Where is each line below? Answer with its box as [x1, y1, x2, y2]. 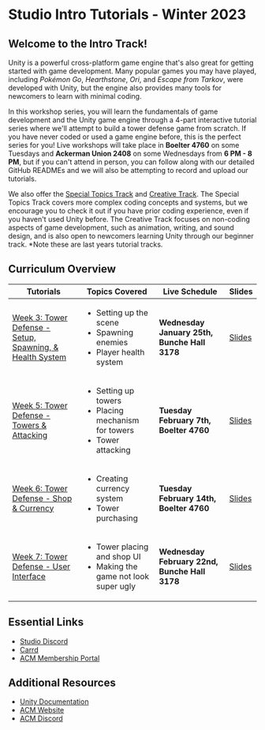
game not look [95, 570, 150, 581]
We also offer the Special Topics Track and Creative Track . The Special [8, 190, 239, 198]
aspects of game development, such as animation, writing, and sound [8, 223, 234, 232]
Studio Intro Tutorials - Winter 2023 [8, 6, 247, 24]
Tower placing [95, 541, 149, 552]
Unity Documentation [19, 697, 89, 706]
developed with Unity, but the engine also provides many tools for [8, 83, 222, 92]
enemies [95, 337, 129, 348]
